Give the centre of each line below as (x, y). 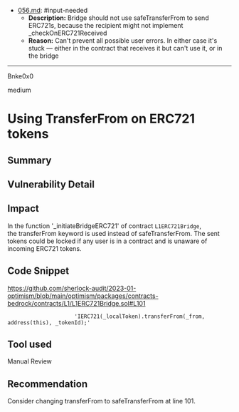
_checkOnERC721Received (68, 33)
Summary (30, 160)
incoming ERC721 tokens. (44, 248)
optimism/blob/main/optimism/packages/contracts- (83, 296)
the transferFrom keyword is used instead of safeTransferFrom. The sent (114, 233)
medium (19, 90)
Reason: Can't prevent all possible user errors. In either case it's (123, 41)
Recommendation (47, 384)
